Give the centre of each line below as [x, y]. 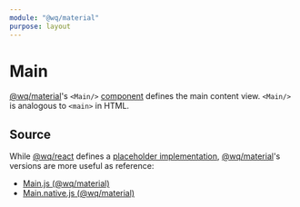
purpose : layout [40, 26]
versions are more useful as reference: [82, 166]
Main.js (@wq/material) [66, 183]
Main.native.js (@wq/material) [78, 193]
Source [30, 134]
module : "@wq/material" [55, 18]
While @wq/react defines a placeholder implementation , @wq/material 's [145, 156]
